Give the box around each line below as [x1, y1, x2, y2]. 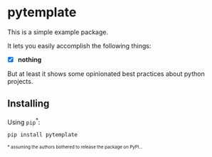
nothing [17, 55, 42, 64]
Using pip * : [7, 117, 41, 126]
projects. [7, 77, 33, 85]
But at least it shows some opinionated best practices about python [7, 70, 205, 78]
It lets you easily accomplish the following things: [7, 41, 152, 50]
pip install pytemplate [7, 131, 78, 139]
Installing [7, 97, 50, 110]
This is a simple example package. [7, 28, 109, 36]
